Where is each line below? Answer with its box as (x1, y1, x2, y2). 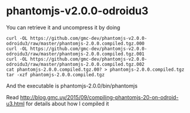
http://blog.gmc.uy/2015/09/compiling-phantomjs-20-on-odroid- (20, 93, 179, 101)
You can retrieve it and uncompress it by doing (6, 24, 121, 31)
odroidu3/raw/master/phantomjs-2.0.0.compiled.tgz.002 (6, 61, 145, 67)
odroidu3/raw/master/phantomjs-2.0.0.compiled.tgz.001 (6, 51, 145, 57)
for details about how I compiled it (26, 100, 109, 107)
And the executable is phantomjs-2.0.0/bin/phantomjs (6, 82, 138, 89)
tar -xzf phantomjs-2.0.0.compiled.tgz (6, 71, 105, 78)
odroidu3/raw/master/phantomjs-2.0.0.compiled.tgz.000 (6, 40, 145, 46)
